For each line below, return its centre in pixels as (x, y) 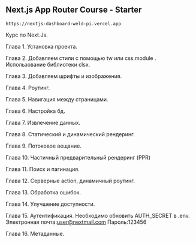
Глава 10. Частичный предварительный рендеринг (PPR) (78, 157)
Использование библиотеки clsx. (48, 64)
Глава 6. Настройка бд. (35, 111)
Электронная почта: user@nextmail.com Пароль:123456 (76, 222)
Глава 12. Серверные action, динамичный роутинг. (70, 181)
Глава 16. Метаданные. (35, 233)
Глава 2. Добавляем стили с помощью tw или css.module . (81, 58)
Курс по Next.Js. (27, 35)
